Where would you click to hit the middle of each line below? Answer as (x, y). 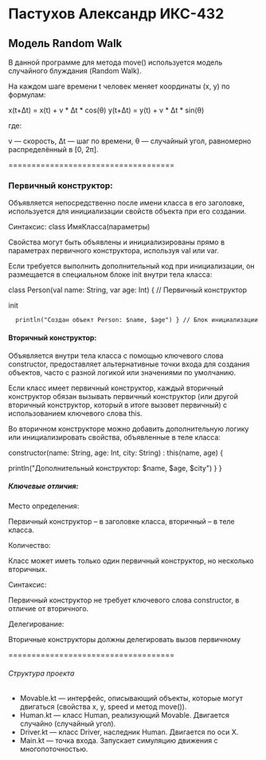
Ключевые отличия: (43, 486)
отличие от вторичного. (49, 609)
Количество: (29, 546)
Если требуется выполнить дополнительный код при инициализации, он (131, 266)
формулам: (27, 95)
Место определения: (44, 506)
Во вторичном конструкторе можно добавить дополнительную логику (129, 429)
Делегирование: (36, 624)
